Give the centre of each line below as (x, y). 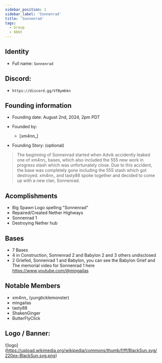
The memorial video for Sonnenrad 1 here (53, 265)
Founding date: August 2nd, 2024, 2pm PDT (56, 117)
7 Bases (20, 250)
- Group (17, 28)
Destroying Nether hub (35, 223)
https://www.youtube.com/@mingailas (50, 271)
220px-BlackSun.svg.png (30, 355)
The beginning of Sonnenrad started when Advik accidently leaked (83, 155)
